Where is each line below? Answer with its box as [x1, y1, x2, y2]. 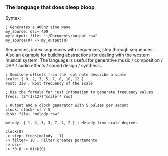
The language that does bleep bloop [5, 4, 95, 11]
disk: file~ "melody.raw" [5, 112, 59, 117]
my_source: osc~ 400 [5, 29, 49, 34]
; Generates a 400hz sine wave [5, 25, 71, 30]
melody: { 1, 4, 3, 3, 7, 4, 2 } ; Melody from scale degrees [5, 120, 138, 126]
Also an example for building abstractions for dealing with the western [5, 52, 150, 58]
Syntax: [5, 15, 21, 21]
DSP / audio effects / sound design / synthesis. [5, 63, 102, 69]
